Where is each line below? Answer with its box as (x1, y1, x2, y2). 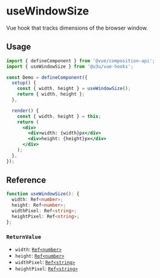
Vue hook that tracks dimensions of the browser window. (6, 24, 148, 31)
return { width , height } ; (17, 91, 85, 97)
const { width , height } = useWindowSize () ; (17, 86, 131, 92)
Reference (6, 175, 46, 186)
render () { (11, 108, 39, 114)
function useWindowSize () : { (6, 191, 80, 197)
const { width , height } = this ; (17, 113, 101, 119)
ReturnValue (6, 233, 42, 240)
